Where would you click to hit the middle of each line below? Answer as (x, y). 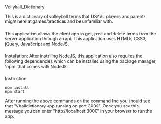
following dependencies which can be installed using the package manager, (81, 61)
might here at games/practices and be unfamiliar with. (59, 21)
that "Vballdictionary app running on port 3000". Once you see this (72, 106)
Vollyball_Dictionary (25, 7)
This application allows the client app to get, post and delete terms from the (80, 34)
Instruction (16, 78)
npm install (17, 87)
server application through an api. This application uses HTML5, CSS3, (76, 38)
